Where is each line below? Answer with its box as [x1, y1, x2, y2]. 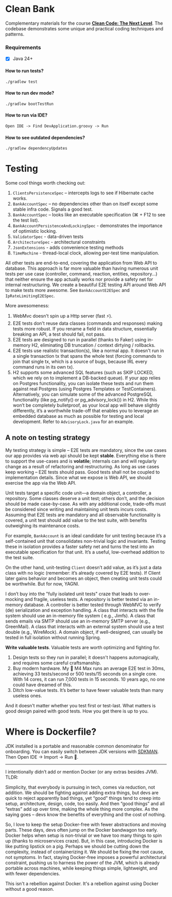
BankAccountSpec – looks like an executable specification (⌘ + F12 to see [12, 212, 165, 218]
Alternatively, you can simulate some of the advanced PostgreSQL [12, 391, 153, 397]
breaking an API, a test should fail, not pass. [12, 331, 106, 337]
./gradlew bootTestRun [5, 101, 54, 106]
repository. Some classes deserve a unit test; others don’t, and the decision [5, 495, 165, 501]
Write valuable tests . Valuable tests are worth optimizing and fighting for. [5, 644, 160, 650]
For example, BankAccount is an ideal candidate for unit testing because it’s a [5, 533, 166, 539]
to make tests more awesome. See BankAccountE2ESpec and [5, 287, 130, 294]
